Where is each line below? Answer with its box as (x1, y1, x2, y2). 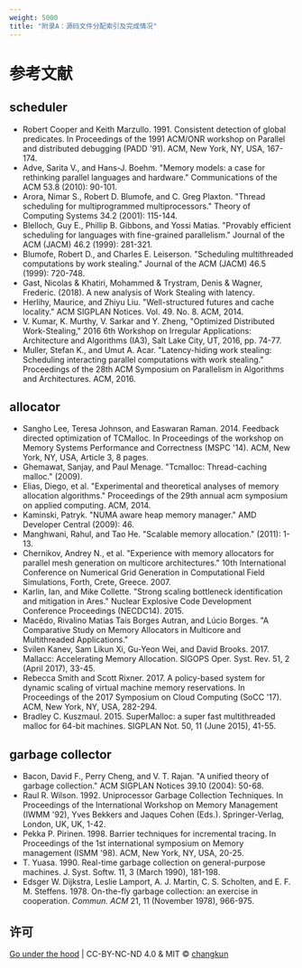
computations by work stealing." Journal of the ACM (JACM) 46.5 (22, 258, 266, 269)
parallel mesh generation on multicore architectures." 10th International (22, 557, 287, 569)
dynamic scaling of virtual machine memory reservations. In (22, 683, 245, 693)
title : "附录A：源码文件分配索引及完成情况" (9, 22, 158, 31)
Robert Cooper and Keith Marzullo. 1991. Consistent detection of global (22, 124, 287, 135)
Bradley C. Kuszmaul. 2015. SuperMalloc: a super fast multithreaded (22, 711, 276, 722)
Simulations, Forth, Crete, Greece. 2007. (22, 577, 171, 588)
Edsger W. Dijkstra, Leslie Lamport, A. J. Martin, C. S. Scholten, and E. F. (22, 877, 291, 888)
